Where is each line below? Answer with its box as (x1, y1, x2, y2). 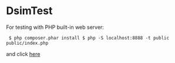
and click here (6, 50, 41, 57)
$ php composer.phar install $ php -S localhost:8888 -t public (8, 35, 169, 41)
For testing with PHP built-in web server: (6, 24, 105, 31)
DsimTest (6, 4, 53, 18)
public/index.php (6, 40, 49, 46)
